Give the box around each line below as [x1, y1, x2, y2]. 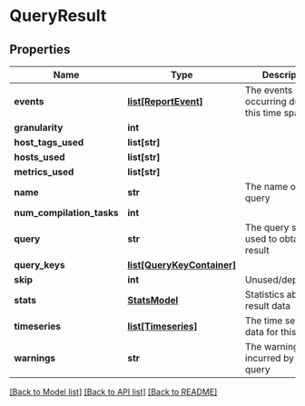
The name [244, 181, 289, 193]
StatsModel [127, 294, 179, 306]
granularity [14, 122, 64, 134]
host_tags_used [14, 136, 84, 148]
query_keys [14, 259, 65, 271]
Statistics [244, 288, 285, 301]
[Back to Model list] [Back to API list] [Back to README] [9, 387, 218, 397]
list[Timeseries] [127, 320, 198, 332]
